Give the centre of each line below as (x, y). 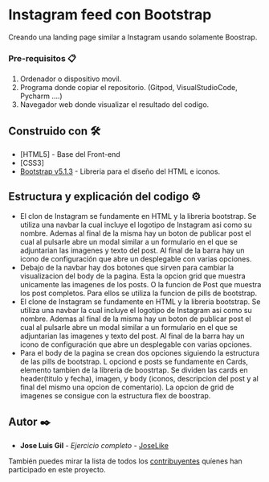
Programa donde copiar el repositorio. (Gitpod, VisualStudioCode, (129, 88)
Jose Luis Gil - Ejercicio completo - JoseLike (94, 445)
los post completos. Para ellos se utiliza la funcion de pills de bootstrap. (139, 293)
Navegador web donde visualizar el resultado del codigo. (114, 105)
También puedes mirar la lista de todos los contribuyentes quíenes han (125, 461)
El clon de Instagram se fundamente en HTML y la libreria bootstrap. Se (138, 216)
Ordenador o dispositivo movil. (71, 79)
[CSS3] (32, 163)
